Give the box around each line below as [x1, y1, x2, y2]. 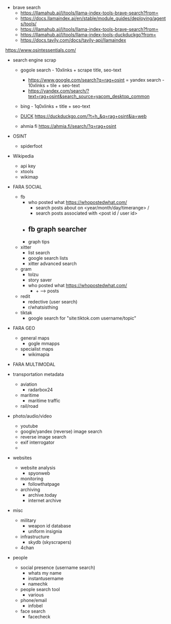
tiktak [20, 309, 32, 315]
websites [12, 455, 32, 461]
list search [28, 249, 50, 256]
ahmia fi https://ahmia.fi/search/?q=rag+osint [20, 123, 117, 129]
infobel [28, 602, 43, 609]
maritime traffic [28, 398, 60, 404]
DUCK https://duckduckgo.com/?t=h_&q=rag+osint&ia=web [20, 113, 147, 119]
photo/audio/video [12, 413, 52, 419]
